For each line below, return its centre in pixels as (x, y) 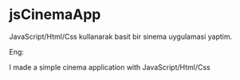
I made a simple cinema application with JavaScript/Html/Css (110, 67)
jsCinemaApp (55, 15)
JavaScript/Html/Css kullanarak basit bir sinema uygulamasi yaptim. (121, 36)
